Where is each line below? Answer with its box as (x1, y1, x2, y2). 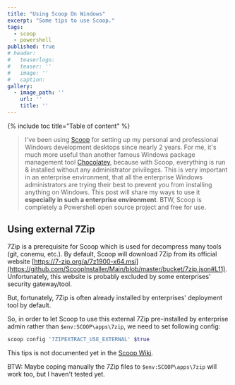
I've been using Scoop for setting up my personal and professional (24, 135, 219, 143)
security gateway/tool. (7, 280, 72, 288)
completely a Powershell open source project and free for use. (24, 203, 207, 211)
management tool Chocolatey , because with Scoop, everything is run (24, 158, 226, 166)
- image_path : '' (13, 89, 65, 96)
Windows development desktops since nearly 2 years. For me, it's (24, 143, 217, 151)
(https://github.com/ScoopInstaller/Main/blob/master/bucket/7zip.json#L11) (7, 264, 226, 273)
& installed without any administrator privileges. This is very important (24, 165, 228, 174)
